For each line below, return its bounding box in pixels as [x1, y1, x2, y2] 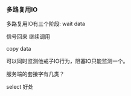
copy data [6, 45, 31, 53]
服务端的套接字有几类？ [6, 71, 65, 78]
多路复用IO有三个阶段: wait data [6, 20, 86, 28]
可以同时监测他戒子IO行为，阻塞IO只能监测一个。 [6, 57, 129, 65]
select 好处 [6, 83, 34, 91]
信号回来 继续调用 [6, 33, 50, 40]
